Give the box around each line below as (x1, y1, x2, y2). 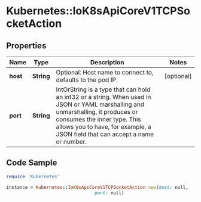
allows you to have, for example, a (56, 123, 151, 130)
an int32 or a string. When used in (56, 93, 151, 101)
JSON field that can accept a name (56, 130, 154, 138)
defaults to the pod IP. (56, 76, 118, 84)
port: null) (95, 189, 124, 196)
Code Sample (6, 158, 57, 168)
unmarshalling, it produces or (56, 108, 138, 116)
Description (90, 58, 124, 66)
